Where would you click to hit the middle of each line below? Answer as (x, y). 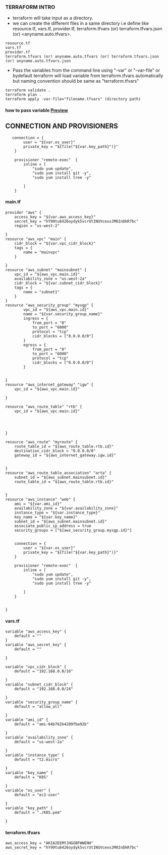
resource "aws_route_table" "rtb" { (44, 407)
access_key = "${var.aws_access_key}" (55, 217)
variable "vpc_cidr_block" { (36, 667)
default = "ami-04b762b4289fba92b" (52, 724)
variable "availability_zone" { (39, 737)
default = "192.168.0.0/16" (44, 671)
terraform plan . (23, 95)
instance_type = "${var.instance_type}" (57, 512)
